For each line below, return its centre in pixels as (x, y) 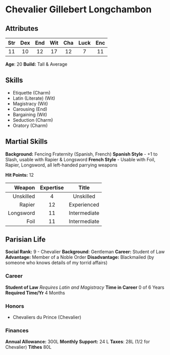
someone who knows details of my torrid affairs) (56, 263)
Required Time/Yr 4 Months (35, 293)
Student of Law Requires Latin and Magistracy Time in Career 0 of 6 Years (85, 287)
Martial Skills (26, 142)
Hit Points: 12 (20, 175)
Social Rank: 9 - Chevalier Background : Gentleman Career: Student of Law (85, 252)
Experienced (84, 204)
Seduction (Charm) (33, 120)
